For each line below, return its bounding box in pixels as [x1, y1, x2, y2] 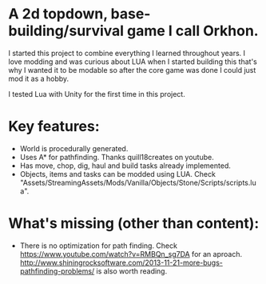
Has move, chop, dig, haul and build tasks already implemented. [19, 161, 232, 170]
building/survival [8, 22, 125, 40]
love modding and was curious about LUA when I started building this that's [8, 57, 257, 66]
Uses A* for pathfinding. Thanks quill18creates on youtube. [19, 152, 214, 162]
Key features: [8, 118, 100, 136]
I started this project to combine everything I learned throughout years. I [8, 48, 246, 58]
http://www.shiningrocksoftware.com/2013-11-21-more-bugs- [19, 258, 224, 267]
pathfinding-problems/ [19, 266, 95, 276]
